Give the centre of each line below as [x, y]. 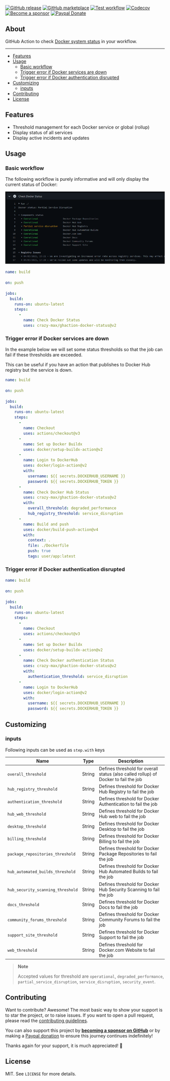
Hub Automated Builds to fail [129, 872]
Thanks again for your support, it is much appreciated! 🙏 [64, 1046]
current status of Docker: [31, 184]
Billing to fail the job [119, 841]
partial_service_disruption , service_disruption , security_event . [87, 982]
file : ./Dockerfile [48, 546]
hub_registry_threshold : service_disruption [75, 514]
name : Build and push [46, 524]
